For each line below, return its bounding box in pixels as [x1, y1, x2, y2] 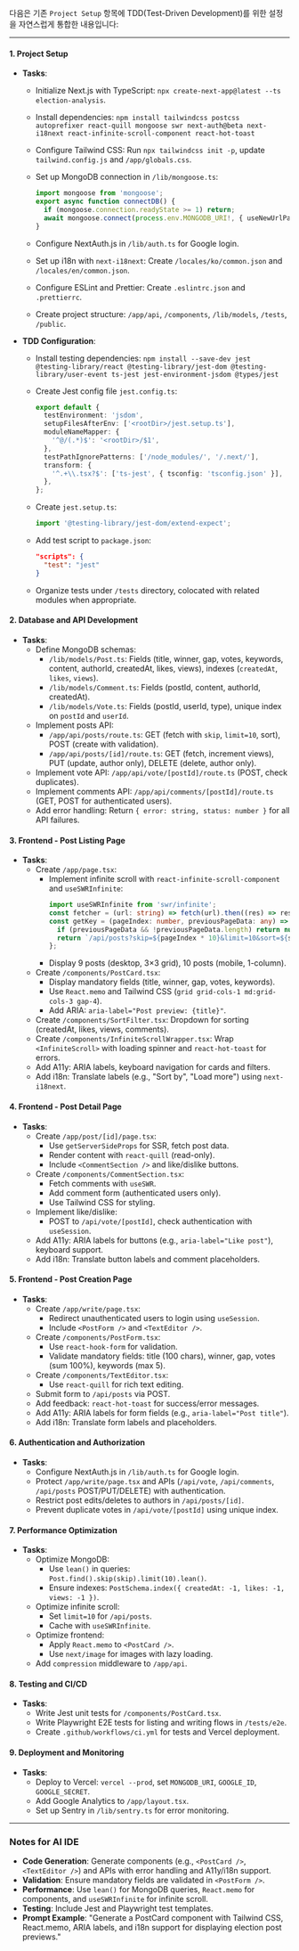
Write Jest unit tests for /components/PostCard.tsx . [35, 1708, 222, 1718]
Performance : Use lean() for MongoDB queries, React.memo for [21, 1883, 255, 1895]
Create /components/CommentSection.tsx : [35, 1168, 185, 1179]
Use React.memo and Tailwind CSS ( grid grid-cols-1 [48, 986, 241, 997]
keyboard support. [35, 1244, 104, 1254]
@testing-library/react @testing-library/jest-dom [35, 362, 228, 371]
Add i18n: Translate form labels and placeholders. [35, 1416, 217, 1427]
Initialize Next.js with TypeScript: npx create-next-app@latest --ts [35, 86, 282, 96]
